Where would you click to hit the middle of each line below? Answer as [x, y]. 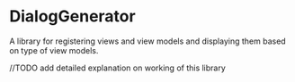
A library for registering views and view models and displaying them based [147, 41]
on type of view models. [54, 50]
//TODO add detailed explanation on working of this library [118, 68]
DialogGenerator [73, 16]
